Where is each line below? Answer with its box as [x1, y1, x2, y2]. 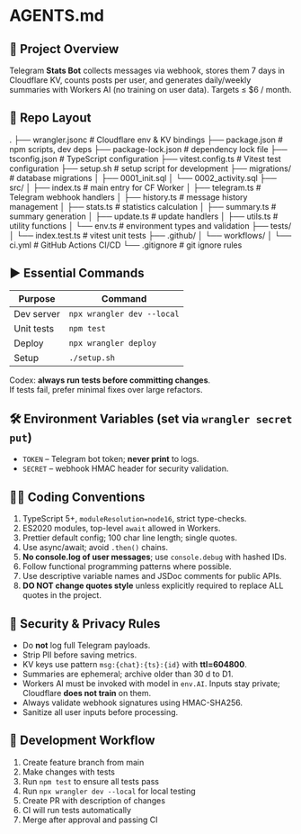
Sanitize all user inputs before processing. [22, 707, 179, 718]
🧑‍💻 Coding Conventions [9, 489, 146, 504]
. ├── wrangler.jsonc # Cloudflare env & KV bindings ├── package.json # [9, 134, 283, 145]
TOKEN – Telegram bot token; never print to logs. [22, 454, 199, 465]
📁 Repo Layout [9, 110, 92, 126]
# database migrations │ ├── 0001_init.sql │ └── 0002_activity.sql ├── [9, 172, 277, 183]
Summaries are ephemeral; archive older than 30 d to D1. [22, 668, 234, 680]
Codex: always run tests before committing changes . [9, 375, 211, 385]
